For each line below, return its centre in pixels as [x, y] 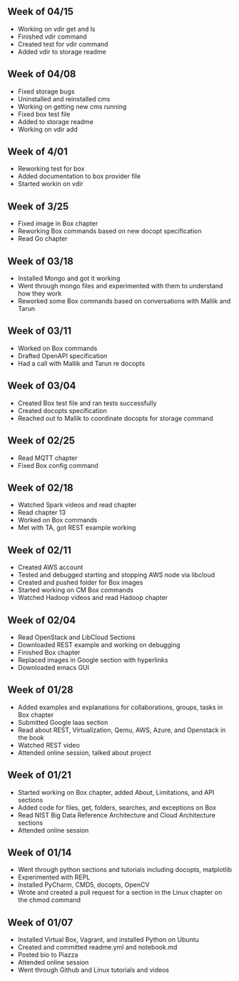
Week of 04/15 [40, 12]
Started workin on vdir [50, 184]
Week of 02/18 [40, 488]
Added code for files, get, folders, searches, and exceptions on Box [117, 807]
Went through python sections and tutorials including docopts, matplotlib [125, 870]
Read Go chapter [42, 239]
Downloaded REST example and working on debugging [99, 644]
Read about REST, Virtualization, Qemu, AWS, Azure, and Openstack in [122, 730]
